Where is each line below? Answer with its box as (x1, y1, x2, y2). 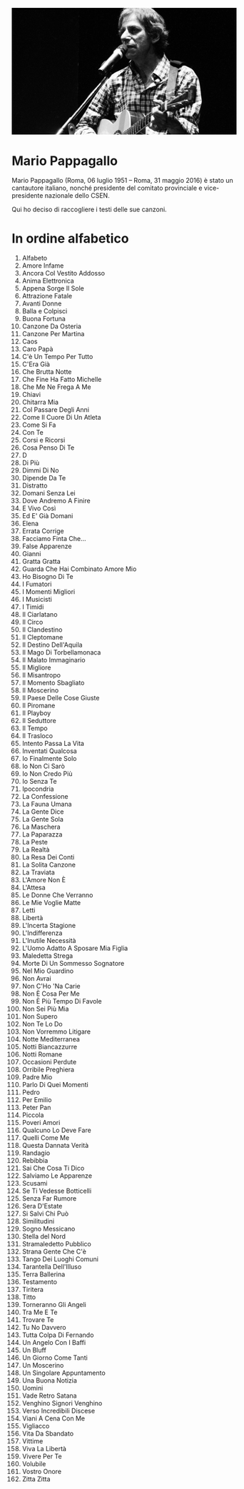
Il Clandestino (21, 625, 63, 634)
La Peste (21, 838, 49, 847)
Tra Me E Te (21, 1308, 58, 1317)
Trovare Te (21, 1316, 54, 1324)
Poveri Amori (21, 1119, 61, 1127)
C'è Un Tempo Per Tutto (21, 353, 93, 361)
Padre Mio (21, 1073, 53, 1081)
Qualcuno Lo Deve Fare (21, 1126, 91, 1135)
